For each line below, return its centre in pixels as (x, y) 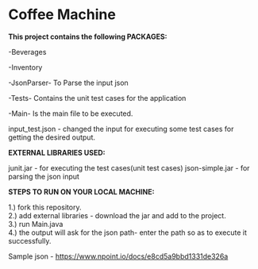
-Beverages (27, 52)
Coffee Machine (62, 15)
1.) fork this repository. (45, 207)
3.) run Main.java (36, 224)
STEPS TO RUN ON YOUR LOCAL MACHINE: (81, 191)
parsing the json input (44, 176)
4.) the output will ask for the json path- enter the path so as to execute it (128, 232)
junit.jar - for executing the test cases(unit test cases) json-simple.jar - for (129, 167)
